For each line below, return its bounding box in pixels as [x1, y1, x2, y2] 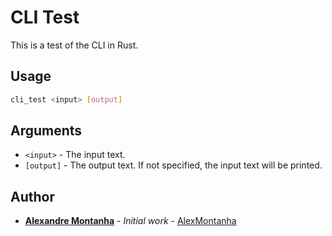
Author [10, 188, 55, 205]
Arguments [10, 122, 83, 140]
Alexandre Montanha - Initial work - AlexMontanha [24, 215, 237, 227]
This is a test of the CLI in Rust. [10, 39, 139, 51]
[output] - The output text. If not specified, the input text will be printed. [24, 159, 323, 171]
